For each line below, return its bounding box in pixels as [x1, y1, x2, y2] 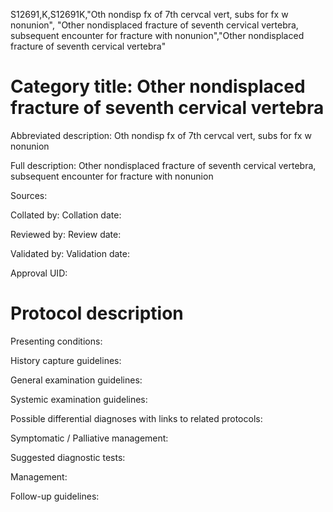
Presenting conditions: [10, 335, 103, 347]
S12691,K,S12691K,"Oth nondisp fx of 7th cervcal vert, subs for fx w [10, 9, 289, 20]
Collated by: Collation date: [10, 209, 122, 221]
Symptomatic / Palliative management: [10, 432, 169, 444]
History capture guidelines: [10, 354, 122, 366]
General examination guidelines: [10, 374, 143, 386]
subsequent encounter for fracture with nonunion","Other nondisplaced [10, 30, 305, 41]
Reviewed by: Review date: [10, 228, 122, 240]
